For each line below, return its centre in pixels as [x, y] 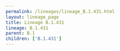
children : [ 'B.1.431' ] [34, 39]
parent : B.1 [20, 33]
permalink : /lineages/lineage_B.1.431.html [60, 11]
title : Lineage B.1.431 [35, 22]
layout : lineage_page [32, 17]
